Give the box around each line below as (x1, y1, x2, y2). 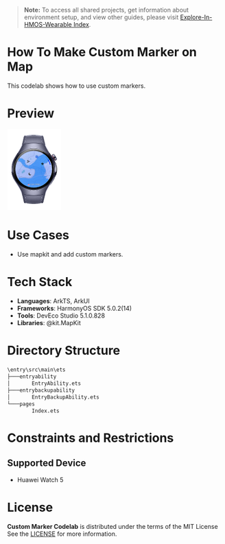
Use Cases (7, 228, 70, 243)
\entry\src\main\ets (7, 366, 67, 373)
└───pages (7, 401, 36, 407)
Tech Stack (7, 274, 73, 289)
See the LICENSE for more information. (7, 530, 117, 538)
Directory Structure (7, 342, 121, 358)
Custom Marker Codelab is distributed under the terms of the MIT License (7, 522, 218, 530)
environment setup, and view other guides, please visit (23, 13, 179, 21)
